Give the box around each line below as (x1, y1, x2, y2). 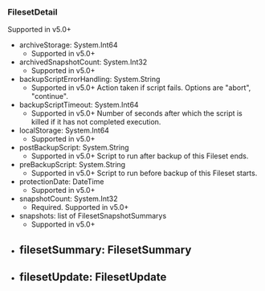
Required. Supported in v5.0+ (31, 203, 129, 212)
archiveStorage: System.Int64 (18, 40, 118, 50)
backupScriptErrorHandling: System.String (18, 75, 161, 84)
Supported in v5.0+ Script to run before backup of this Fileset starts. (31, 168, 258, 178)
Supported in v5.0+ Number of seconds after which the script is (31, 109, 243, 118)
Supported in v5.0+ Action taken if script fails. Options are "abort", (31, 83, 251, 92)
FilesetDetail (7, 6, 58, 18)
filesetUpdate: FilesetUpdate (18, 270, 167, 284)
